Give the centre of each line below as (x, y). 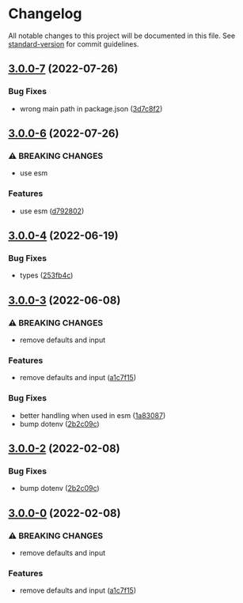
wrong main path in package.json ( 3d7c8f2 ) (91, 108)
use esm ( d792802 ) (52, 211)
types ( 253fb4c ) (46, 275)
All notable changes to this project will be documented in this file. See (122, 36)
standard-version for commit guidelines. (74, 43)
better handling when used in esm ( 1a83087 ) (93, 415)
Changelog (45, 14)
